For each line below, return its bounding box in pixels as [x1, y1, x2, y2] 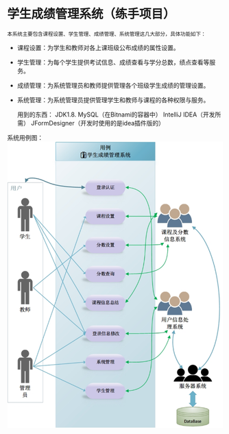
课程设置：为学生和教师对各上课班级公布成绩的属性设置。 [16, 43, 180, 51]
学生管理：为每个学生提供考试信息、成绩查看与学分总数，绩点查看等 [16, 58, 210, 66]
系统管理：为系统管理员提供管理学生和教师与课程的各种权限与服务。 [16, 95, 210, 104]
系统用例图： [7, 133, 43, 141]
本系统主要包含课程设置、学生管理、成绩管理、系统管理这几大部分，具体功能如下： [7, 30, 206, 38]
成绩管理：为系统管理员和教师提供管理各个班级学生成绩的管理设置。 [16, 81, 210, 89]
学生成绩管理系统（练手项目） [7, 6, 176, 22]
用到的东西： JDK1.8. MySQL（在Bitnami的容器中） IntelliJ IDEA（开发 [16, 110, 215, 119]
